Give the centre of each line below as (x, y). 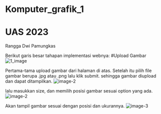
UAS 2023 (27, 32)
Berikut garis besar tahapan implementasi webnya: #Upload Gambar (76, 55)
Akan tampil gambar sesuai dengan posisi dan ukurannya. (65, 106)
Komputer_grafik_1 (45, 9)
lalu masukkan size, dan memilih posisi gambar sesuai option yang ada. (79, 91)
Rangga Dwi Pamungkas (31, 46)
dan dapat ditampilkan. (29, 81)
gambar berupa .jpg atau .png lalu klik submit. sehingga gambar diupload (81, 76)
